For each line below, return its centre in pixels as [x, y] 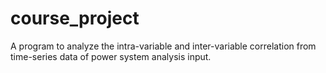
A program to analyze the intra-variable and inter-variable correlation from [163, 46]
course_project [75, 18]
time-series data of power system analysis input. [111, 56]
